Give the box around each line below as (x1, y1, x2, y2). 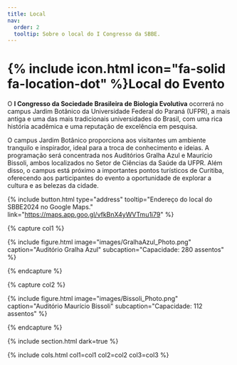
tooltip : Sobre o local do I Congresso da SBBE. (14, 30, 161, 38)
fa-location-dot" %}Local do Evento (7, 76, 226, 92)
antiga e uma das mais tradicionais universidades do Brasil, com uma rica (7, 115, 223, 123)
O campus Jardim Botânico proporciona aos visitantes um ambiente (7, 136, 206, 144)
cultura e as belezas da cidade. (7, 181, 100, 190)
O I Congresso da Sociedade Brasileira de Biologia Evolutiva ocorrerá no (7, 100, 224, 108)
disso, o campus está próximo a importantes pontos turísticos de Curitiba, (7, 166, 224, 175)
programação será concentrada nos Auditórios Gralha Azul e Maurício (7, 151, 213, 160)
